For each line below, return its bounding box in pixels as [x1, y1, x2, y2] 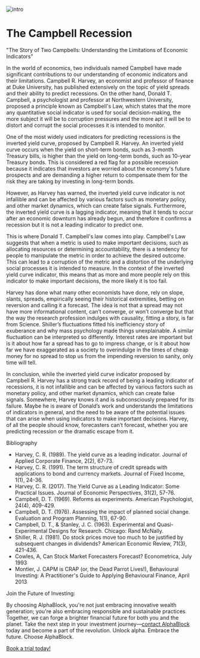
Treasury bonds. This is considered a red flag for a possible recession [6, 159, 179, 166]
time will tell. [6, 359, 37, 366]
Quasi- [156, 521, 174, 528]
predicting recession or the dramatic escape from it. [6, 427, 134, 435]
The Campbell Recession [6, 27, 133, 40]
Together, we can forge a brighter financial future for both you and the [6, 614, 179, 621]
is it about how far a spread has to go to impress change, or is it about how [6, 339, 190, 347]
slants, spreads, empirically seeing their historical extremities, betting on [6, 295, 184, 302]
